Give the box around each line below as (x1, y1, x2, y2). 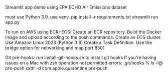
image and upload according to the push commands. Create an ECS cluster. (5, 34, 162, 40)
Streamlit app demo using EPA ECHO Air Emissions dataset (5, 4, 127, 10)
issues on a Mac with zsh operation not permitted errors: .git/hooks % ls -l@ (5, 60, 163, 65)
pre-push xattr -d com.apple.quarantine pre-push (5, 65, 108, 71)
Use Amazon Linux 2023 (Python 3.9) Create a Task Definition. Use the (5, 39, 152, 45)
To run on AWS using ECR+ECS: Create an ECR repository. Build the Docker (5, 29, 161, 34)
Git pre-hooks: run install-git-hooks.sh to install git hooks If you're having (5, 54, 156, 60)
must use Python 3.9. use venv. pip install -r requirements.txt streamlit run (5, 14, 158, 19)
